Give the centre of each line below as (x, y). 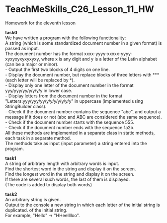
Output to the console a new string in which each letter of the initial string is (83, 205)
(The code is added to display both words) (49, 184)
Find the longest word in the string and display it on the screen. (70, 174)
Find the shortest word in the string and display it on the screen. (71, 169)
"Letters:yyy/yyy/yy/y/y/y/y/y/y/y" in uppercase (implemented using (74, 101)
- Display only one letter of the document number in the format (69, 85)
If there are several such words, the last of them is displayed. (68, 179)
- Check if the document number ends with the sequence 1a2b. (70, 127)
